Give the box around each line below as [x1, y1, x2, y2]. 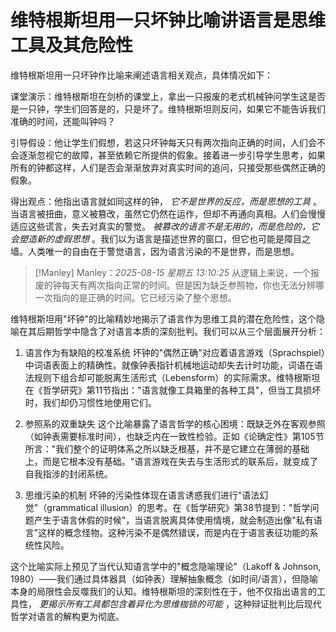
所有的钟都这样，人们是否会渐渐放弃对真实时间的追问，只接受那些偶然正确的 [10, 161, 326, 173]
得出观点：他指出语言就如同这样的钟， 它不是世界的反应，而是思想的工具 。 [10, 195, 322, 207]
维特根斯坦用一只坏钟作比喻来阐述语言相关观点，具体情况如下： [10, 69, 273, 81]
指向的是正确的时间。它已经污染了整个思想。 [52, 291, 237, 303]
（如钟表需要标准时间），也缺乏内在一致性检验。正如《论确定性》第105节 [24, 430, 325, 442]
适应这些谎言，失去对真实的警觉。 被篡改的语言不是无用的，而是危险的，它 [10, 220, 320, 232]
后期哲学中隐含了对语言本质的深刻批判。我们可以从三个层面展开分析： [36, 325, 326, 337]
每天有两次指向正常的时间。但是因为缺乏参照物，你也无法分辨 [61, 279, 316, 291]
